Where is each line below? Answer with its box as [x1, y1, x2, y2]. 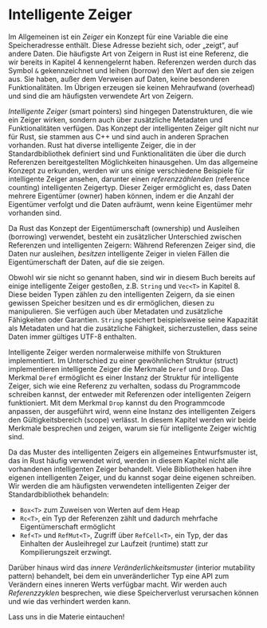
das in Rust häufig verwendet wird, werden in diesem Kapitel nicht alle [8, 455, 239, 465]
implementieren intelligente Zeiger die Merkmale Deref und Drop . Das [8, 364, 234, 373]
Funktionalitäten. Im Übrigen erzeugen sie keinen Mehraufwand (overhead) [8, 82, 255, 92]
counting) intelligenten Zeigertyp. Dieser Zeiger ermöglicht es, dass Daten [8, 182, 252, 192]
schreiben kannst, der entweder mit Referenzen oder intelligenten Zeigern [8, 389, 251, 399]
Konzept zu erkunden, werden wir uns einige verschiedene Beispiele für [8, 166, 245, 175]
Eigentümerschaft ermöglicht [19, 521, 116, 531]
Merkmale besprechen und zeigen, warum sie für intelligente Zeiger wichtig [8, 423, 257, 433]
